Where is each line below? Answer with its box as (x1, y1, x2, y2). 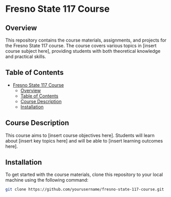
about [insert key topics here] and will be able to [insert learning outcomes (5, 137, 163, 144)
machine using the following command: (5, 177, 89, 183)
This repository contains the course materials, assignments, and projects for (5, 37, 167, 43)
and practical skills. (5, 53, 46, 60)
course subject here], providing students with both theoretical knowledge (5, 48, 161, 54)
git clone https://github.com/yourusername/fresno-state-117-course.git (5, 187, 164, 192)
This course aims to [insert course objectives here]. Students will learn (5, 132, 155, 139)
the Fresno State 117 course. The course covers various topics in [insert (5, 43, 157, 49)
